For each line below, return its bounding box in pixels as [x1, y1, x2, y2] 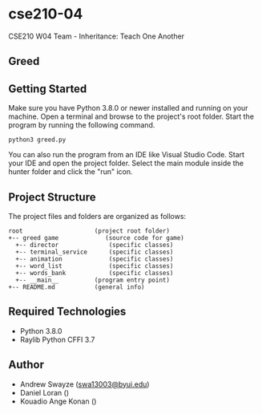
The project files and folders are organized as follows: [8, 211, 187, 221]
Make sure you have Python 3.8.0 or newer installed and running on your [8, 103, 248, 113]
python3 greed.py [8, 136, 67, 144]
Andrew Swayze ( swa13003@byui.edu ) [19, 379, 150, 389]
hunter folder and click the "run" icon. [8, 167, 134, 177]
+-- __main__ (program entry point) [15, 276, 171, 284]
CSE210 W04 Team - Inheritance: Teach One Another [8, 31, 185, 41]
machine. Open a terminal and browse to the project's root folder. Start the [8, 112, 255, 121]
